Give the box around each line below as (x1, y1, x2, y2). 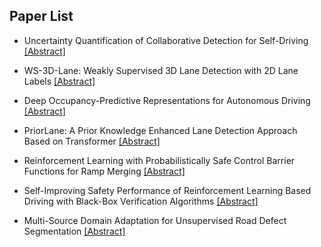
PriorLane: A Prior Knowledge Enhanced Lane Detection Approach (23, 124, 298, 136)
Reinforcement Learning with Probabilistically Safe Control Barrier (23, 154, 296, 166)
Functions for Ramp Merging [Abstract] (23, 165, 186, 177)
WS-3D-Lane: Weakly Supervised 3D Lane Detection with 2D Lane (23, 64, 299, 76)
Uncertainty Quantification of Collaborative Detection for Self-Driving (23, 34, 309, 46)
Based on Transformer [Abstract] (23, 135, 161, 147)
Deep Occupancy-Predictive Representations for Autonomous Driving (23, 94, 311, 106)
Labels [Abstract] (23, 75, 96, 87)
